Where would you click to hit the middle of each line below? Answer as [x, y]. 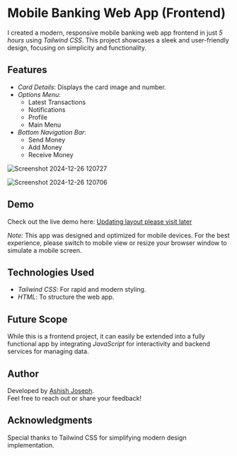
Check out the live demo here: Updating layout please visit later [100, 222]
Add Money [45, 147]
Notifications [47, 109]
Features [27, 70]
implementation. [31, 445]
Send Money [47, 139]
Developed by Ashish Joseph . [51, 391]
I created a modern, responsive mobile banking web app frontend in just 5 [115, 33]
